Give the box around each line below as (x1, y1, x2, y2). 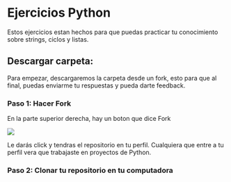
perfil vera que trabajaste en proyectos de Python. (7, 148, 152, 157)
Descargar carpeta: (7, 56, 94, 67)
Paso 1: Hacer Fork (7, 99, 72, 108)
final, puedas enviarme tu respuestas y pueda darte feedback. (7, 81, 186, 90)
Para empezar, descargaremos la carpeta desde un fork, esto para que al (7, 74, 217, 82)
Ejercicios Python (7, 5, 111, 21)
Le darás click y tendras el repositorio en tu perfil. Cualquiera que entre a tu (7, 141, 224, 149)
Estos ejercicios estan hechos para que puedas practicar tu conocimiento (7, 28, 218, 36)
